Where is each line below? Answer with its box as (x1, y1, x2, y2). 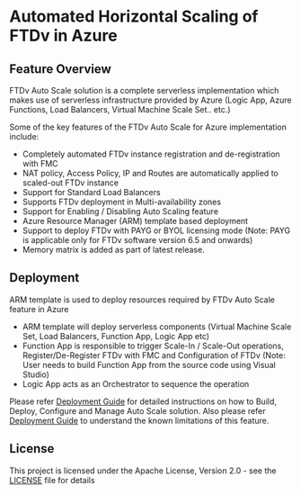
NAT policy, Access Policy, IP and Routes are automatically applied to (22, 168, 279, 178)
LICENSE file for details (9, 474, 96, 485)
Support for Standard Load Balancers (22, 187, 161, 197)
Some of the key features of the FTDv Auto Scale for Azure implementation (9, 121, 288, 132)
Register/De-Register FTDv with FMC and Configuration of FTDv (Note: (22, 349, 286, 361)
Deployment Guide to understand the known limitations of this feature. (9, 415, 270, 426)
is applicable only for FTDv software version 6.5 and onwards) (22, 235, 253, 245)
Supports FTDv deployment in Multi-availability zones (22, 196, 222, 207)
